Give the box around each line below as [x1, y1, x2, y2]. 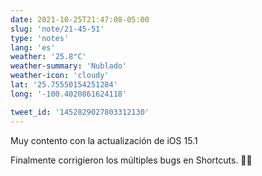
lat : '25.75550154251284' [10, 80, 118, 90]
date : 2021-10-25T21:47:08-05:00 [10, 14, 150, 25]
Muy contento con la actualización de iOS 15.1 [10, 134, 198, 146]
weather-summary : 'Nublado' [10, 61, 128, 71]
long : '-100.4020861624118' [10, 89, 128, 99]
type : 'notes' [10, 33, 70, 43]
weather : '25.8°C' [10, 52, 87, 62]
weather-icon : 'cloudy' [10, 71, 110, 81]
